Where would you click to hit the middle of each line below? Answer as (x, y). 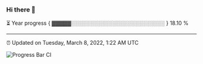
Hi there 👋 (21, 10)
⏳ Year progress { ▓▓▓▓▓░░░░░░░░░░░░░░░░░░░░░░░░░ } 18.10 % (98, 23)
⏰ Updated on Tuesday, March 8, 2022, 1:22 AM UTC (72, 43)
